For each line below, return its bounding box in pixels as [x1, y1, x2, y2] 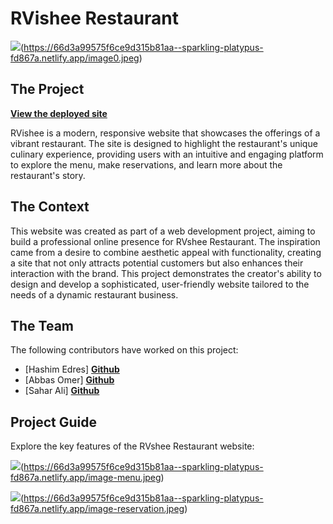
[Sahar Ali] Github [24, 385, 100, 397]
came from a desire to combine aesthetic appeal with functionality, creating [10, 246, 322, 258]
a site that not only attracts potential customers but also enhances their [10, 257, 304, 269]
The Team [10, 317, 75, 334]
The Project [10, 81, 85, 98]
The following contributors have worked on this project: [10, 344, 239, 356]
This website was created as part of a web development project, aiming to [10, 225, 316, 237]
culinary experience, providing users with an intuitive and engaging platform [10, 148, 324, 160]
